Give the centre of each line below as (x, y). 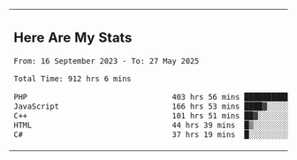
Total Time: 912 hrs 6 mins (72, 79)
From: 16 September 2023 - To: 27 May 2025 (107, 61)
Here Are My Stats (73, 37)
